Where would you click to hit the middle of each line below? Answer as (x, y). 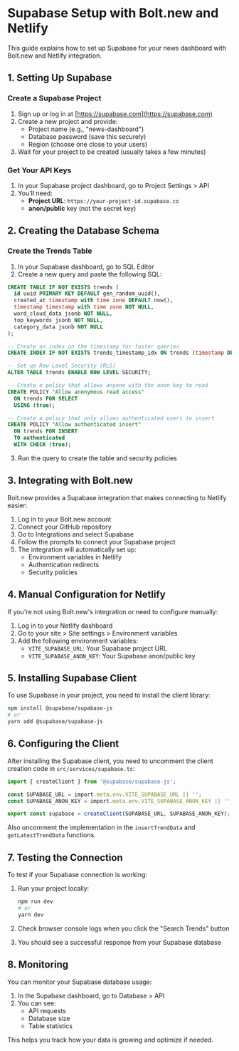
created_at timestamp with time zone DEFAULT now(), (94, 301)
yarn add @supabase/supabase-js (55, 722)
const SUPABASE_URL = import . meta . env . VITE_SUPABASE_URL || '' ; (105, 794)
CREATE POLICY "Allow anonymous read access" (76, 392)
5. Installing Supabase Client (72, 678)
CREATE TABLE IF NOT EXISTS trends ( (63, 287)
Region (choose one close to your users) (88, 144)
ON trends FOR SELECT (46, 398)
